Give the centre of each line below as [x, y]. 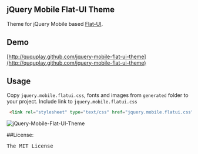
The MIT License [30, 146]
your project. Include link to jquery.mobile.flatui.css [72, 102]
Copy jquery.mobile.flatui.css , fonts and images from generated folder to [98, 95]
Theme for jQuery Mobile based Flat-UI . [55, 24]
